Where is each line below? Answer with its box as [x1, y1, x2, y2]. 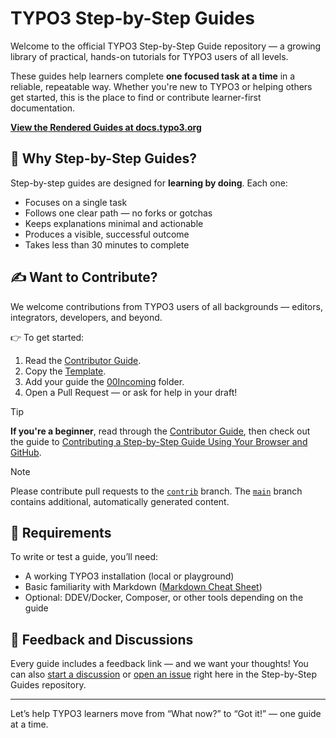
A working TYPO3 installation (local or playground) [24, 570, 235, 582]
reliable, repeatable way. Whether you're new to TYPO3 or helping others [10, 80, 313, 92]
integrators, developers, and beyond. [10, 311, 163, 323]
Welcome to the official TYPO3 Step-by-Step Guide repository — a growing [10, 40, 322, 52]
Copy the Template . [24, 365, 107, 377]
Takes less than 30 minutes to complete [24, 238, 190, 251]
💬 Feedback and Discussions [10, 631, 194, 648]
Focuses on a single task [24, 196, 128, 208]
